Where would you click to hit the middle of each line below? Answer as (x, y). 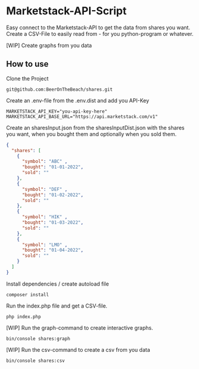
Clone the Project (27, 78)
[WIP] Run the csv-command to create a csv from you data (78, 349)
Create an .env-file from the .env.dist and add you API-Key (78, 100)
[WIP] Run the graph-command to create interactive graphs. (80, 328)
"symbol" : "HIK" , (45, 217)
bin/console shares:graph (38, 339)
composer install (28, 294)
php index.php (24, 317)
